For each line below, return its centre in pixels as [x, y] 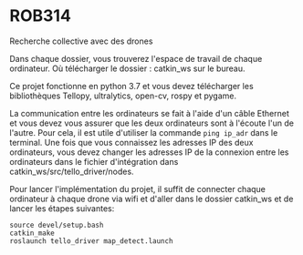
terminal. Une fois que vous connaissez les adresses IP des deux [131, 142]
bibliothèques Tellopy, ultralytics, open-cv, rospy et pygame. [123, 96]
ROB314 [40, 16]
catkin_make [32, 233]
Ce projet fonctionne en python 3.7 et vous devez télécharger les [131, 86]
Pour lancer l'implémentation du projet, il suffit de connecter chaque [138, 189]
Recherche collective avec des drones [81, 41]
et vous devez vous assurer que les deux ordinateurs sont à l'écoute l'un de [152, 123]
